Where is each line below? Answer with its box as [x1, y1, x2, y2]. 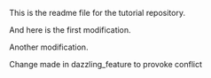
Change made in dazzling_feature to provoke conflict [9, 59, 202, 69]
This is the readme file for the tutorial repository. [9, 8, 186, 18]
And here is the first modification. [9, 25, 131, 35]
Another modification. [9, 42, 89, 52]
